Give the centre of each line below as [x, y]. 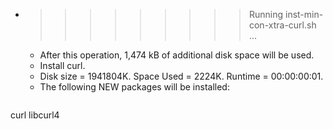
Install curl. [62, 65]
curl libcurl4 [35, 115]
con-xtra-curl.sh [282, 25]
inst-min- [304, 14]
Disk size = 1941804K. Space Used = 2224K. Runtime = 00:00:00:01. [181, 76]
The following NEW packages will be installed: [134, 87]
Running [266, 14]
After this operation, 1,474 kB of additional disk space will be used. [177, 55]
